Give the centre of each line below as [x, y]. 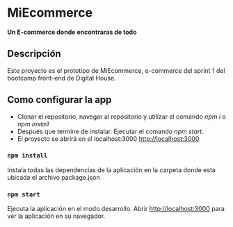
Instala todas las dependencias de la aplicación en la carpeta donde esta [111, 170]
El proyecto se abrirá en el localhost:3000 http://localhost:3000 [108, 138]
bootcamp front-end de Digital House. [62, 78]
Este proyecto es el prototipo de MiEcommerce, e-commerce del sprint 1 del [116, 70]
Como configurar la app [59, 100]
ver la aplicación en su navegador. [56, 216]
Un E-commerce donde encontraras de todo [72, 32]
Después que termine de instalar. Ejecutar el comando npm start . [110, 131]
